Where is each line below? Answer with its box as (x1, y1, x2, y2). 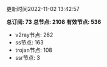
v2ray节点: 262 (15, 31, 53, 38)
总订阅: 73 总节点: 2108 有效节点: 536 (6, 18, 102, 26)
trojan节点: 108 (15, 46, 53, 54)
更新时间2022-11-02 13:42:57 (6, 5, 80, 12)
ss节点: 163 (15, 39, 44, 46)
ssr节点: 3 (15, 54, 41, 61)
